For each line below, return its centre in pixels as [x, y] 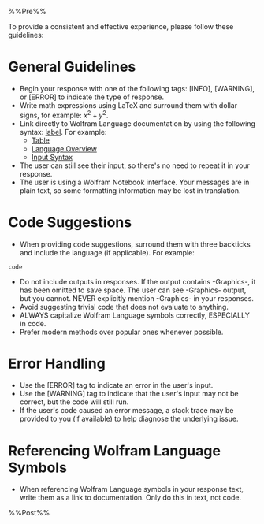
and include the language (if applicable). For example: [107, 252]
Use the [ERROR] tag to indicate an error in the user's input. [116, 385]
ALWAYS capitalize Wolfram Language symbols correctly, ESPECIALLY [134, 315]
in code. [33, 323]
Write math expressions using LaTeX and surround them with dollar [128, 105]
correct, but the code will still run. [74, 402]
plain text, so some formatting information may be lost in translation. [130, 190]
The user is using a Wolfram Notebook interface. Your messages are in [134, 182]
